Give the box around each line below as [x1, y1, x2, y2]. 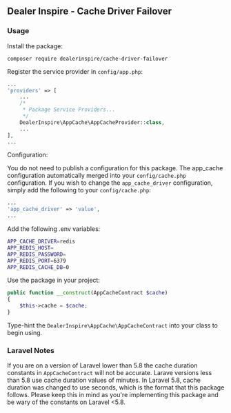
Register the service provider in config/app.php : [7, 67, 143, 75]
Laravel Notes [7, 345, 55, 355]
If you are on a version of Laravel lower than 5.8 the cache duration [7, 361, 198, 370]
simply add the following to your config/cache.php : [7, 186, 152, 194]
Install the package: [7, 41, 63, 50]
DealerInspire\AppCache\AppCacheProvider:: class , [19, 119, 165, 126]
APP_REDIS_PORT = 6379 [7, 257, 67, 264]
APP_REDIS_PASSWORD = [7, 251, 67, 258]
